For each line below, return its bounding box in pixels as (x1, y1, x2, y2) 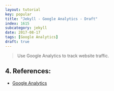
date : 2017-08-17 (5, 30, 41, 35)
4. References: (5, 67, 51, 75)
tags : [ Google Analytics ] (5, 35, 58, 40)
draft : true (5, 39, 29, 44)
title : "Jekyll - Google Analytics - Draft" (5, 16, 98, 21)
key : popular (5, 12, 32, 17)
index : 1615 (5, 21, 29, 26)
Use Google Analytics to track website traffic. (17, 53, 109, 59)
